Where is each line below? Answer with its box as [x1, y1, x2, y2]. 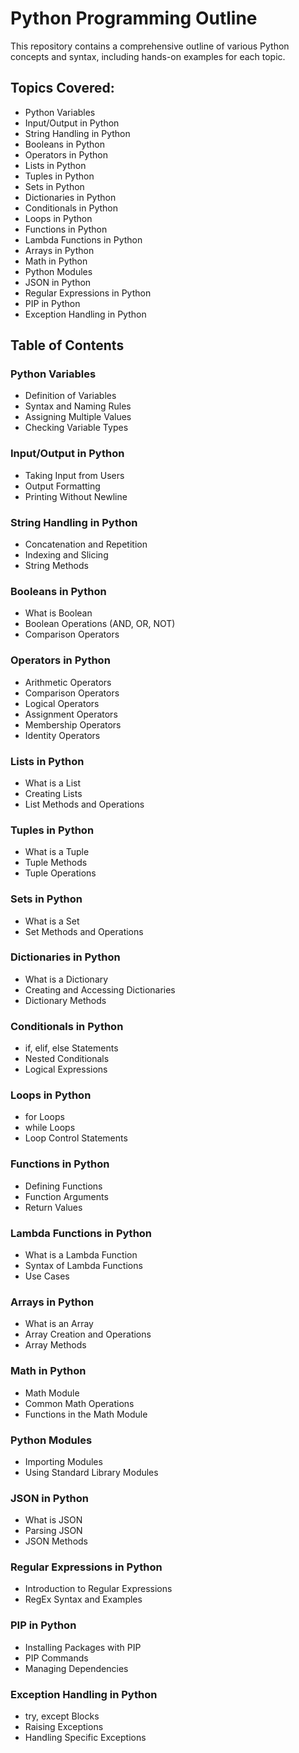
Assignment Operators [24, 708, 118, 720]
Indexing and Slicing [24, 549, 109, 561]
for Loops [24, 1111, 65, 1123]
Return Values [24, 1201, 83, 1213]
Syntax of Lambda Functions [24, 1260, 143, 1271]
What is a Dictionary [24, 973, 109, 985]
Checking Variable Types [24, 422, 129, 434]
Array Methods [24, 1339, 87, 1351]
